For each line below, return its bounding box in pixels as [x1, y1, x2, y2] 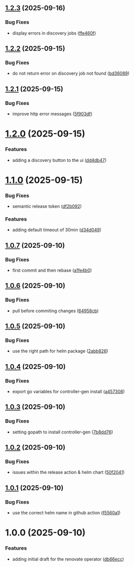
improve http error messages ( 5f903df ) [12, 111, 92, 117]
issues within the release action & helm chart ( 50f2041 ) [12, 470, 125, 475]
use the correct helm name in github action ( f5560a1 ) [12, 510, 121, 516]
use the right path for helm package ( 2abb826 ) [12, 348, 108, 354]
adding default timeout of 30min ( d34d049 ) [12, 227, 101, 233]
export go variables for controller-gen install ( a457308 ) [12, 388, 125, 395]
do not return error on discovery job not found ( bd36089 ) [12, 70, 130, 76]
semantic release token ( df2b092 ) [12, 203, 82, 209]
